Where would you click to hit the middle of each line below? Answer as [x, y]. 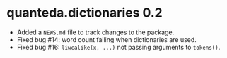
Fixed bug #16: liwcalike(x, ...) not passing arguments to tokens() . [118, 47]
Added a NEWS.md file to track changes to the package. [95, 32]
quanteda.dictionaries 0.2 [85, 13]
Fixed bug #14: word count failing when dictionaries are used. [107, 39]
